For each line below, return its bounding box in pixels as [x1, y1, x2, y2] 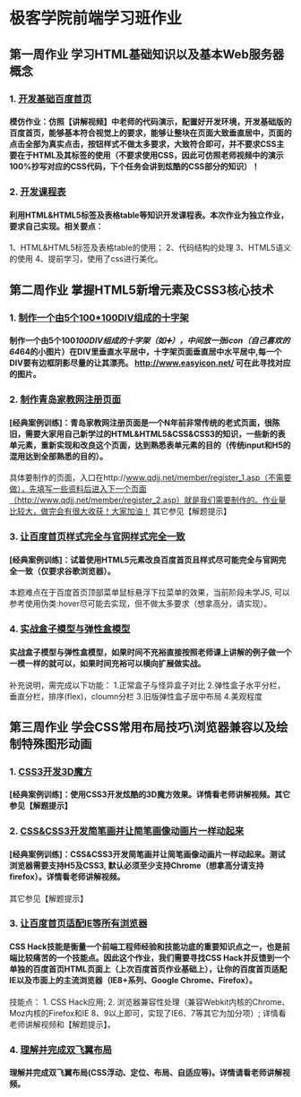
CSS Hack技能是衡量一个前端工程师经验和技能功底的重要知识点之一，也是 [9, 941, 282, 952]
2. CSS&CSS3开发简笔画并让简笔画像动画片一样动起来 [9, 825, 245, 837]
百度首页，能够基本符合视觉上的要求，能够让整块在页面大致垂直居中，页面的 [9, 127, 292, 139]
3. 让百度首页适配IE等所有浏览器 [9, 917, 148, 930]
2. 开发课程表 [9, 185, 66, 198]
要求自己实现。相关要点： [9, 220, 104, 231]
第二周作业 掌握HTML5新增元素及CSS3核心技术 [9, 282, 274, 297]
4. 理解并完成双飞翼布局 [9, 1043, 112, 1056]
